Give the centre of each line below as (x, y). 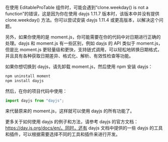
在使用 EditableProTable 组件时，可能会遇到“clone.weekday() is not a (77, 7)
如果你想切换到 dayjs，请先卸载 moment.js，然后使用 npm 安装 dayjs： (79, 66)
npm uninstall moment (28, 76)
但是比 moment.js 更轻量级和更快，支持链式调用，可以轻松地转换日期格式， (84, 50)
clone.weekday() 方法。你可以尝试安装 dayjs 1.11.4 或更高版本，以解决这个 (82, 20)
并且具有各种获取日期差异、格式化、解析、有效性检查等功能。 (69, 56)
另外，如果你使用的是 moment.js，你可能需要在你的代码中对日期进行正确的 (83, 37)
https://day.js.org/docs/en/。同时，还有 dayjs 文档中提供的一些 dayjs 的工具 (84, 128)
